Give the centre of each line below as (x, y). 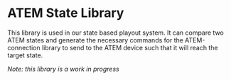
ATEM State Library (66, 13)
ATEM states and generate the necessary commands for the (95, 40)
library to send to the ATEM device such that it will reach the (130, 47)
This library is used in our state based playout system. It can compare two (116, 33)
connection (24, 47)
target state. (25, 55)
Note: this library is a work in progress (63, 69)
